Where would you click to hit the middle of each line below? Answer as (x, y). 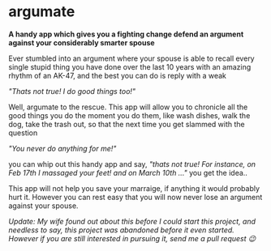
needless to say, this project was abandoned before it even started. (122, 230)
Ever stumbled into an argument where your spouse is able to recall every (131, 58)
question (23, 133)
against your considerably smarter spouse (82, 42)
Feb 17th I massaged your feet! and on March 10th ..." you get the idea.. (128, 172)
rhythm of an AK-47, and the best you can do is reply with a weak (118, 75)
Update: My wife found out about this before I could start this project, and (132, 221)
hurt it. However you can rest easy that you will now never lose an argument (135, 197)
